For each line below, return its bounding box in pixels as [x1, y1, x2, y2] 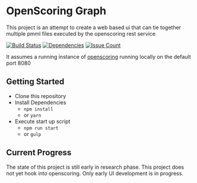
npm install [23, 106, 53, 112]
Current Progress [6, 147, 72, 158]
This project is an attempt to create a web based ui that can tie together [6, 24, 182, 31]
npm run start [23, 125, 59, 131]
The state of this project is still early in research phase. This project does [6, 163, 185, 171]
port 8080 [6, 59, 31, 67]
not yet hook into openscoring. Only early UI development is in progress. [6, 169, 184, 176]
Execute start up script [14, 118, 71, 125]
